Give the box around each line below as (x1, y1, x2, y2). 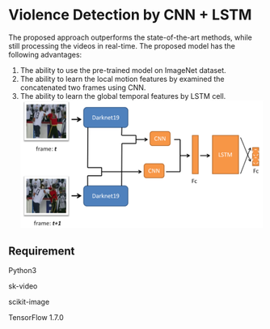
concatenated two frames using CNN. (19, 83, 146, 92)
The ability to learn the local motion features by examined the (19, 74, 225, 83)
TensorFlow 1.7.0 (8, 313, 65, 323)
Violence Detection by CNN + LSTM (8, 6, 252, 24)
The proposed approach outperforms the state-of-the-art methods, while (8, 32, 252, 42)
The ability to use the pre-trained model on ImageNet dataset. (19, 65, 226, 75)
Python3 (8, 266, 37, 276)
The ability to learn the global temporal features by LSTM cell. (19, 91, 226, 100)
